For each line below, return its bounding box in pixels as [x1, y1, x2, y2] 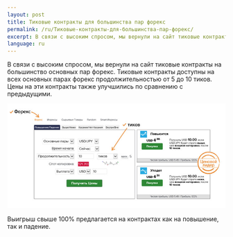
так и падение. [7, 222, 51, 231]
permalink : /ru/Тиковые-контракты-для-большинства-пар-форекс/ [7, 26, 194, 33]
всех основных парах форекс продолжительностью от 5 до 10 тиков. [7, 75, 213, 83]
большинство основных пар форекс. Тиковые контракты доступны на [7, 68, 215, 76]
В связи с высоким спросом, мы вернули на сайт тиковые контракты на [7, 60, 222, 69]
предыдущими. [7, 90, 53, 98]
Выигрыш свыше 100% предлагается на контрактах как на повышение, [7, 215, 219, 223]
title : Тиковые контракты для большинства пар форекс [7, 18, 166, 26]
